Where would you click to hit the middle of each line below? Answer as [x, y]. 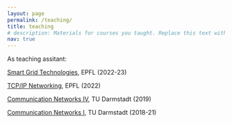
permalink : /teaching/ [40, 20]
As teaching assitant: [37, 59]
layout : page [26, 13]
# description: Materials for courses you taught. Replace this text [109, 33]
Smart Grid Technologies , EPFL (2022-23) [67, 73]
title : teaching [30, 26]
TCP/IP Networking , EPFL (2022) [54, 86]
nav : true [21, 39]
